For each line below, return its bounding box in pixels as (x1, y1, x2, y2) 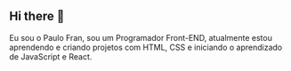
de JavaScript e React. (9, 51, 93, 62)
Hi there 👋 (9, 9, 65, 24)
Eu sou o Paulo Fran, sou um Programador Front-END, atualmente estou (9, 32, 273, 43)
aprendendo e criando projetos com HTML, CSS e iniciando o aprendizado (9, 42, 283, 52)
